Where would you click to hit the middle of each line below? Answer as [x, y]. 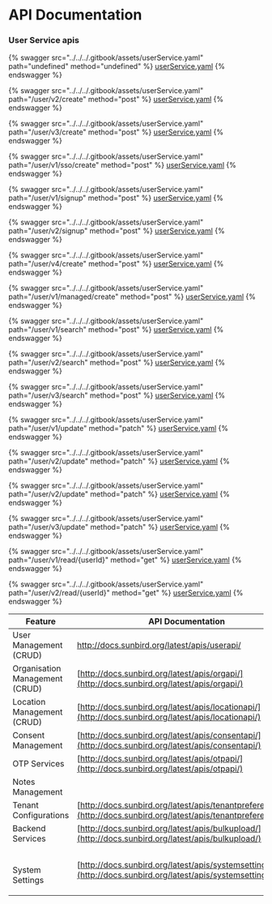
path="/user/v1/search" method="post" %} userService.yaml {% [116, 330]
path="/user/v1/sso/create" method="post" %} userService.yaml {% [123, 165]
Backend [29, 829]
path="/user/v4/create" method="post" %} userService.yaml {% [116, 264]
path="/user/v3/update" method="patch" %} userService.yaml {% [119, 527]
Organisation [37, 668]
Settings [28, 881]
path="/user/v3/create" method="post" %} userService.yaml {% [116, 132]
